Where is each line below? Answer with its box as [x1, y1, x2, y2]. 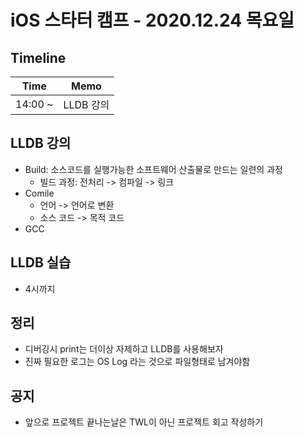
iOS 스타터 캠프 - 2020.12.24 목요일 [10, 9, 295, 32]
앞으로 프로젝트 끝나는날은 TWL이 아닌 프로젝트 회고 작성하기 [24, 416, 264, 428]
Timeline [10, 49, 67, 66]
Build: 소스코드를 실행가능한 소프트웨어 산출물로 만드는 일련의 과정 [24, 163, 283, 175]
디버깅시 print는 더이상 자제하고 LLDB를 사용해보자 [24, 343, 224, 355]
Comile [24, 187, 55, 199]
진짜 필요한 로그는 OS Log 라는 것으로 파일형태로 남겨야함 [24, 356, 251, 368]
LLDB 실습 [10, 254, 72, 271]
